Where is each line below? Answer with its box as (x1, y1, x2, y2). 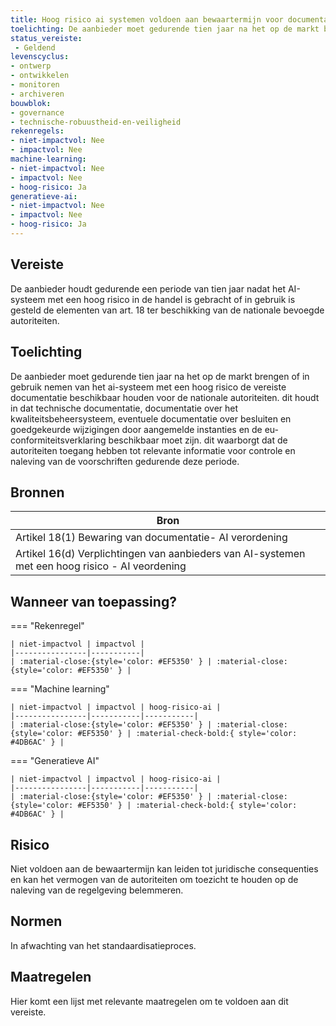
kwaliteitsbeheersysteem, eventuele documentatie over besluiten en (10, 412, 292, 425)
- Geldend (14, 42, 56, 53)
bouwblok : (10, 98, 52, 108)
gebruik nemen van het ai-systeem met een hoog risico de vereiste (10, 381, 287, 393)
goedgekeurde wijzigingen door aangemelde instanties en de (10, 423, 263, 435)
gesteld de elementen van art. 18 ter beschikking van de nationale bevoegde (10, 304, 325, 316)
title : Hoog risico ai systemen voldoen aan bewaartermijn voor (10, 14, 284, 25)
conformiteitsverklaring (10, 434, 107, 446)
